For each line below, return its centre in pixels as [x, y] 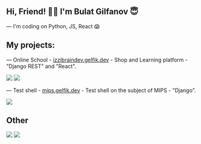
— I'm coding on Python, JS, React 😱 [53, 26]
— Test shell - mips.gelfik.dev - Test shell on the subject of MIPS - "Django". [101, 90]
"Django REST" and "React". [41, 66]
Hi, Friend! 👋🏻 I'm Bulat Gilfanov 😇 [72, 12]
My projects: [31, 45]
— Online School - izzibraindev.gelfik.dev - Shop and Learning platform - [97, 60]
